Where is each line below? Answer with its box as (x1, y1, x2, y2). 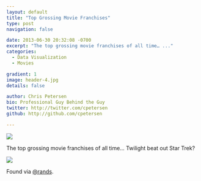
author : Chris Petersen (6, 93, 67, 100)
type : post (6, 20, 34, 26)
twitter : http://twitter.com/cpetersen (6, 105, 108, 111)
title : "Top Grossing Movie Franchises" (6, 15, 111, 21)
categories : (6, 48, 37, 55)
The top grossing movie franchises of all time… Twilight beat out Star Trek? (6, 144, 196, 152)
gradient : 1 (6, 71, 37, 77)
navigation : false (6, 26, 53, 33)
